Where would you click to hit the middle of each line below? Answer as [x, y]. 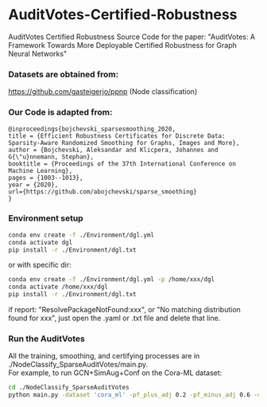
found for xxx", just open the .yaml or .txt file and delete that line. [114, 318]
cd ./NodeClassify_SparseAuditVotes [69, 388]
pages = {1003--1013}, [46, 178]
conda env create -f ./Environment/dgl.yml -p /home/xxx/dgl [112, 280]
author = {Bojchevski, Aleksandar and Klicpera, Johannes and [113, 150]
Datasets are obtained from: [64, 74]
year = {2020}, [33, 185]
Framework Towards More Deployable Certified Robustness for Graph [122, 45]
